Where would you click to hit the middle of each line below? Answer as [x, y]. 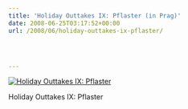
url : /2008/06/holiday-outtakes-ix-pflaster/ [86, 30]
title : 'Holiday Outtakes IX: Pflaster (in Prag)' [95, 16]
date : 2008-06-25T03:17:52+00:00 [64, 23]
